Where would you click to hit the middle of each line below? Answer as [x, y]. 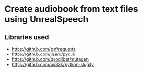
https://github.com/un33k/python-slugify [53, 64]
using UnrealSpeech [46, 19]
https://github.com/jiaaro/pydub [44, 54]
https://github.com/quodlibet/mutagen [50, 59]
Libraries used [27, 37]
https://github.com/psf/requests [44, 49]
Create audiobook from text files [71, 9]
